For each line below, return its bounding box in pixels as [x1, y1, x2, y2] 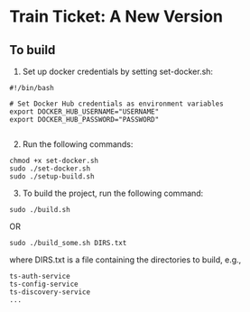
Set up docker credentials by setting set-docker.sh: [22, 66, 214, 77]
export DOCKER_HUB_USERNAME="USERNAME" [9, 107, 160, 116]
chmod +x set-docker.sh [9, 156, 99, 165]
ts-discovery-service [9, 288, 91, 297]
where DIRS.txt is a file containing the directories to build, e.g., [9, 254, 242, 265]
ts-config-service [9, 280, 79, 289]
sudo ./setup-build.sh [9, 172, 95, 181]
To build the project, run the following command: [22, 188, 204, 198]
